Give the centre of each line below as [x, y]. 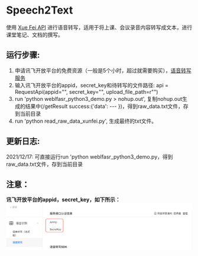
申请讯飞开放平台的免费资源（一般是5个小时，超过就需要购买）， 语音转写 [103, 70]
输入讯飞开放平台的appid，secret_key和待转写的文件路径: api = [92, 85]
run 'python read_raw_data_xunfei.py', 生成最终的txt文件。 [86, 121]
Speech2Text [40, 10]
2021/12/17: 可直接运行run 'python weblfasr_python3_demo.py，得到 [90, 156]
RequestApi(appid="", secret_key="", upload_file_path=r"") [86, 91]
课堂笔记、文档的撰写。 [35, 35]
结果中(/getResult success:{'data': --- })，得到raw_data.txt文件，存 [107, 106]
